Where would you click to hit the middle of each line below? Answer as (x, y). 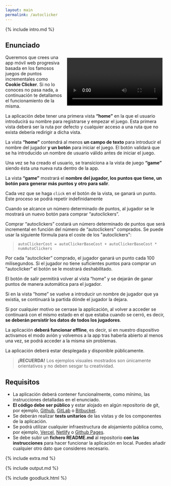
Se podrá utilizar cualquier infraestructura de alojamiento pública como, (88, 427)
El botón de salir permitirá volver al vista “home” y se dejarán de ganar (79, 279)
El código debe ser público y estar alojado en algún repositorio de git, (86, 405)
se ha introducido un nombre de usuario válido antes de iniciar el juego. (80, 153)
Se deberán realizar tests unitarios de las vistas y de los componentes (87, 416)
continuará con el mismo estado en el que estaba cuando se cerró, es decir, (85, 315)
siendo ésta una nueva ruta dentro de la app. (52, 168)
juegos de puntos (24, 74)
